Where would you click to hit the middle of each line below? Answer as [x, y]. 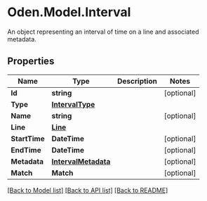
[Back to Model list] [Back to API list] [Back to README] [88, 190]
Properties [31, 61]
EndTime [26, 150]
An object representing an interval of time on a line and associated [103, 32]
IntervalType [73, 104]
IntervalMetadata [81, 161]
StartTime [28, 138]
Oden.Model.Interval [69, 12]
